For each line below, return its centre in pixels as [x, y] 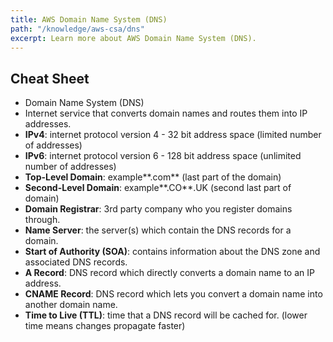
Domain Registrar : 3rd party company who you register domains [158, 209]
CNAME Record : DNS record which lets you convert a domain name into [173, 294]
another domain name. [71, 305]
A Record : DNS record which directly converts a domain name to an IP [169, 273]
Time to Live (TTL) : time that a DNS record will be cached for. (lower [166, 315]
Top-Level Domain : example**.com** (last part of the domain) [153, 177]
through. [42, 220]
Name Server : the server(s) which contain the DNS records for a [158, 230]
